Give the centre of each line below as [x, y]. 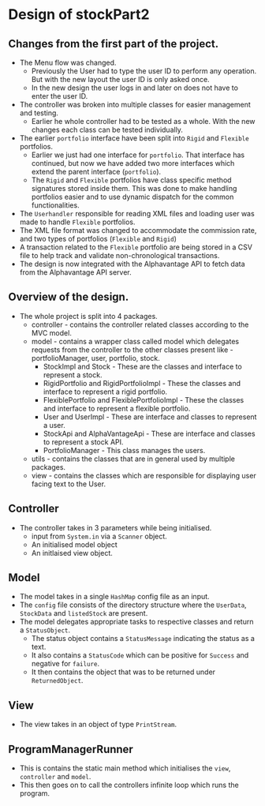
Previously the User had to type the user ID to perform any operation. [144, 71]
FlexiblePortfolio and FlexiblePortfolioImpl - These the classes [144, 399]
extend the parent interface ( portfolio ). [96, 172]
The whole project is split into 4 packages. [88, 316]
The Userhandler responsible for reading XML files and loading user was [137, 214]
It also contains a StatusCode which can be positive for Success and [140, 655]
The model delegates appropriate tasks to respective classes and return [136, 622]
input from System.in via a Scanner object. [99, 536]
